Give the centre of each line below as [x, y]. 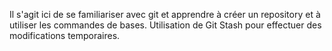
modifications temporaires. [65, 35]
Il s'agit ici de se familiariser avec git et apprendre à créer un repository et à [165, 14]
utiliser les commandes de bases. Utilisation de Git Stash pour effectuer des [165, 25]
